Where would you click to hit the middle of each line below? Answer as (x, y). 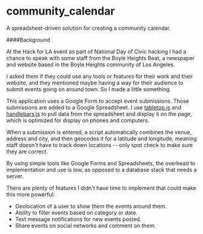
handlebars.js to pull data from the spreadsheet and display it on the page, (99, 114)
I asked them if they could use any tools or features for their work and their (100, 76)
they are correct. (27, 151)
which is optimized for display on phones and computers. (78, 120)
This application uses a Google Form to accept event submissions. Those (98, 101)
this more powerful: (31, 194)
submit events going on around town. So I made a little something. (89, 89)
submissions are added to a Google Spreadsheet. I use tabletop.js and (94, 107)
